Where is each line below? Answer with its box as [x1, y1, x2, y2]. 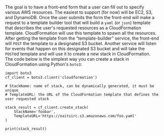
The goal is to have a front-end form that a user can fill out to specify [5, 4, 144, 10]
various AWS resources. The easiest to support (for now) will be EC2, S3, [5, 9, 153, 15]
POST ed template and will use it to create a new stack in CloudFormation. [5, 51, 151, 57]
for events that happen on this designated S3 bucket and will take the [5, 46, 145, 51]
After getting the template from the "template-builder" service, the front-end [5, 35, 159, 41]
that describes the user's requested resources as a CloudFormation [5, 25, 141, 31]
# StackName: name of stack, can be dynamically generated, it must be [5, 84, 154, 89]
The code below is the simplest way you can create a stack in [5, 56, 129, 62]
